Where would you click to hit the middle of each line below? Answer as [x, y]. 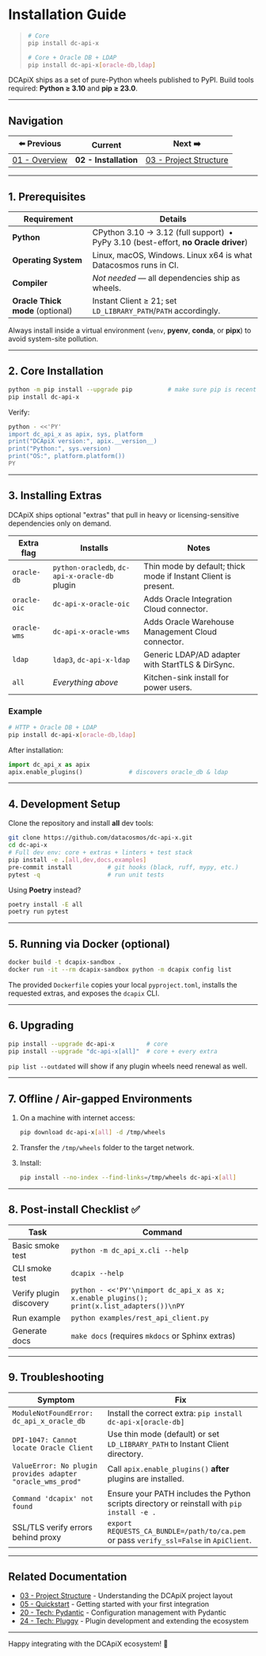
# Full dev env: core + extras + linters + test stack [101, 853]
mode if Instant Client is [188, 576]
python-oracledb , [84, 567]
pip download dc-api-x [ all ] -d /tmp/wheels [93, 1133]
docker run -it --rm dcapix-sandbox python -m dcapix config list [120, 969]
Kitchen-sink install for [186, 677]
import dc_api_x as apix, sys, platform [76, 434]
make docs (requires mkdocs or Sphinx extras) [153, 1335]
